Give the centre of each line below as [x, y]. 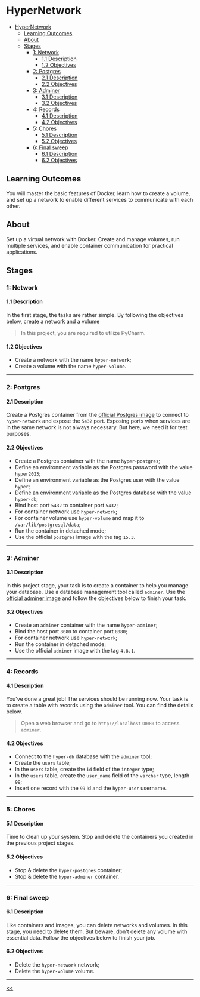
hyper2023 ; [28, 473]
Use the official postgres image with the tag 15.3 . [75, 537]
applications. [22, 252]
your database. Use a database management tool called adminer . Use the [96, 592]
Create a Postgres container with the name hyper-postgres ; [87, 461]
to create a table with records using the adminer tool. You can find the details [100, 706]
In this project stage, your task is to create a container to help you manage [97, 585]
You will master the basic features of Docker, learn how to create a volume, [98, 193]
